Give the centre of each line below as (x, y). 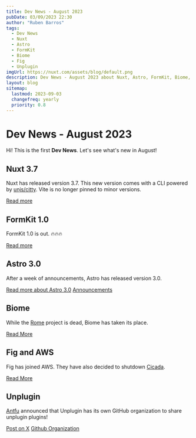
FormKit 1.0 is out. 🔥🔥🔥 (34, 234)
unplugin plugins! (27, 417)
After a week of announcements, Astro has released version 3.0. (84, 278)
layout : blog (22, 83)
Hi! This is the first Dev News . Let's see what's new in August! (82, 151)
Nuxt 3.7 (22, 169)
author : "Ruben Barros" (35, 22)
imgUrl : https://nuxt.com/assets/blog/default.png (69, 72)
